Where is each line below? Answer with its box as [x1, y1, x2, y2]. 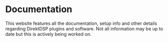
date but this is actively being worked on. [5, 31, 92, 37]
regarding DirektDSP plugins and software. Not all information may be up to [5, 25, 163, 31]
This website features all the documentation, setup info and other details [5, 20, 157, 26]
